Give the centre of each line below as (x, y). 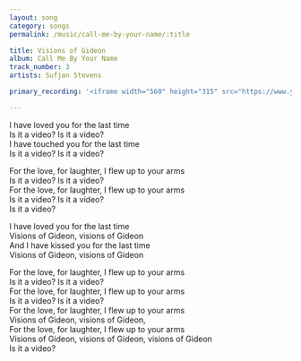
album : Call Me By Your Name (64, 59)
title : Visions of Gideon (57, 50)
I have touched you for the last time (75, 143)
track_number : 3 (39, 67)
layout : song (34, 17)
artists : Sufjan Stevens (56, 76)
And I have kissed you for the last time (80, 245)
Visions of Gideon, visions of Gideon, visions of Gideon (111, 339)
